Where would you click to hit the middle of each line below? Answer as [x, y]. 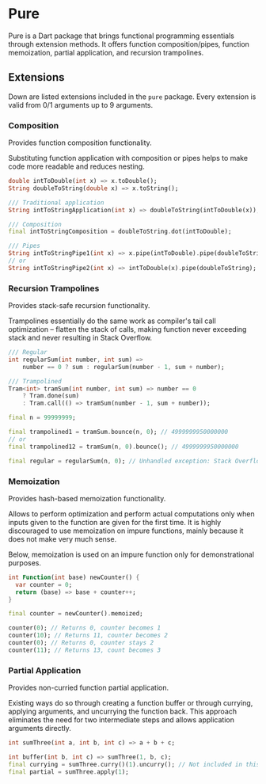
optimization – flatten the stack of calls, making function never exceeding [127, 329]
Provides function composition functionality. [80, 143]
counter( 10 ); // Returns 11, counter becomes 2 [88, 636]
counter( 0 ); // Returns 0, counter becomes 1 [84, 628]
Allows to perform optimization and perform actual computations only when [131, 514]
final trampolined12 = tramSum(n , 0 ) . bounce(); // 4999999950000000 [123, 447]
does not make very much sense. [63, 539]
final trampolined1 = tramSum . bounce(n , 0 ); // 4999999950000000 [118, 432]
